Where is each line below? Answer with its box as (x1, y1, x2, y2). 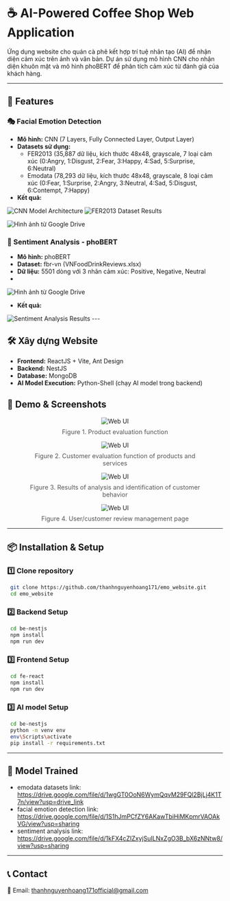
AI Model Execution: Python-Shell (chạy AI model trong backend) (16, 378, 203, 387)
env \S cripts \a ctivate (10, 733, 72, 740)
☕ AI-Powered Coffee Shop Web (7, 5, 194, 21)
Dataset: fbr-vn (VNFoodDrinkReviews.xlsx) (16, 260, 142, 268)
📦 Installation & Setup (7, 541, 105, 553)
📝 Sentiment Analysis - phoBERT (7, 237, 118, 247)
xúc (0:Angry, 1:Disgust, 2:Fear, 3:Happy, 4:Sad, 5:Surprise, (27, 157, 195, 165)
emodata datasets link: (16, 784, 81, 792)
